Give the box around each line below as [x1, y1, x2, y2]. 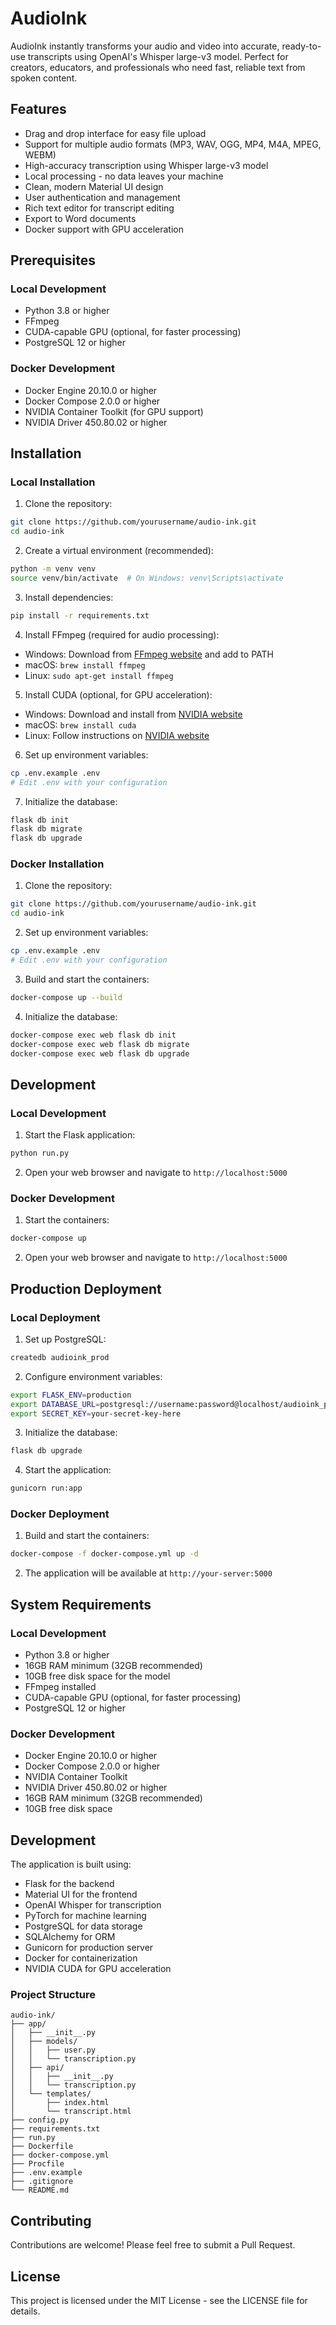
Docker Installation [10, 857, 105, 871]
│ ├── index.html [10, 2098, 110, 2108]
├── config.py [10, 2115, 70, 2126]
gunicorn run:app [10, 1483, 83, 1494]
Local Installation [10, 475, 96, 489]
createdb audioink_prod [10, 1352, 110, 1362]
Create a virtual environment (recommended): [24, 545, 214, 557]
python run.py [10, 1148, 70, 1159]
